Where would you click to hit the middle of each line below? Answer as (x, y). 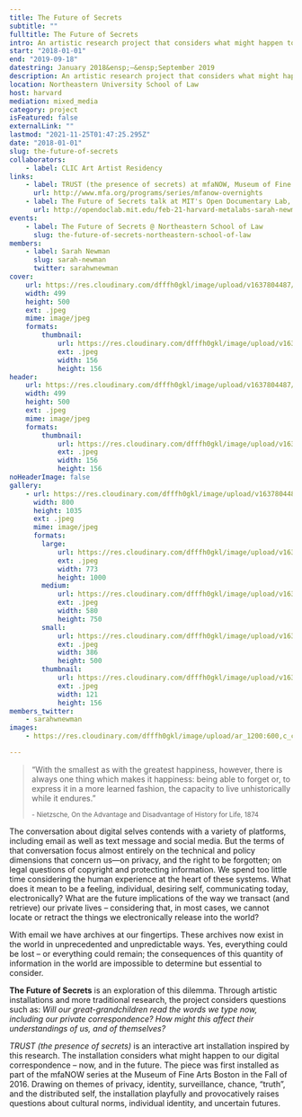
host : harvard (36, 93)
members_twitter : (42, 711)
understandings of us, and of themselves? (88, 1028)
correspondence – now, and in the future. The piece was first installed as (144, 1065)
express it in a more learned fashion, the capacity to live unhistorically (161, 788)
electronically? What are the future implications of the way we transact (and (150, 898)
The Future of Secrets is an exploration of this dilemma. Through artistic (143, 990)
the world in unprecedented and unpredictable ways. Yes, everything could (148, 944)
